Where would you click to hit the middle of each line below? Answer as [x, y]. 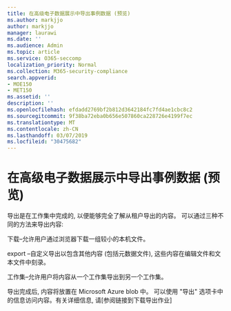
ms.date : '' [24, 39]
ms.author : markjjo [35, 20]
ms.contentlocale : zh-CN [43, 129]
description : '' [30, 103]
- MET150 [20, 90]
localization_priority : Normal [52, 65]
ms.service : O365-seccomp [44, 59]
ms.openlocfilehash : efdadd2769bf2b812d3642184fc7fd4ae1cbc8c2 [100, 110]
